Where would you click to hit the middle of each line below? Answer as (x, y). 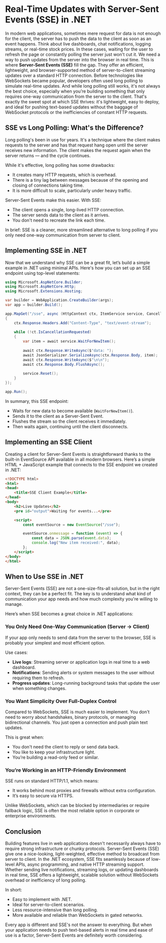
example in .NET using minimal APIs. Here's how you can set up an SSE (78, 268)
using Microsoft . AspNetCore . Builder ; (44, 282)
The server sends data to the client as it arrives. (61, 215)
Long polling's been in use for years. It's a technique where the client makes (83, 140)
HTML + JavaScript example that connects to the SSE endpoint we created (81, 464)
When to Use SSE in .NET (44, 576)
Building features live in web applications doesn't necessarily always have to (83, 844)
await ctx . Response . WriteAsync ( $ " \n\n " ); (66, 360)
